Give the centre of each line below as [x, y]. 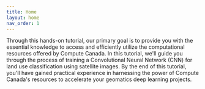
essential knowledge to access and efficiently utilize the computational [95, 47]
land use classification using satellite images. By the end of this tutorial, [96, 66]
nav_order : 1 [23, 23]
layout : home [23, 18]
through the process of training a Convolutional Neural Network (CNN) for [99, 60]
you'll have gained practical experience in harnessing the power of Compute [102, 73]
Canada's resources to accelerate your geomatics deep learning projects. [99, 79]
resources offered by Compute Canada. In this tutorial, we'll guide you [95, 54]
